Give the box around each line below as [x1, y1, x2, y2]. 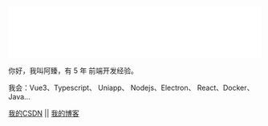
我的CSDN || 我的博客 [8, 108, 80, 118]
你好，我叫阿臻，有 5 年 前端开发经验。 [8, 66, 139, 75]
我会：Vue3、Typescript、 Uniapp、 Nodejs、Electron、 [8, 83, 196, 92]
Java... [8, 92, 30, 101]
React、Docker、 [197, 83, 254, 92]
